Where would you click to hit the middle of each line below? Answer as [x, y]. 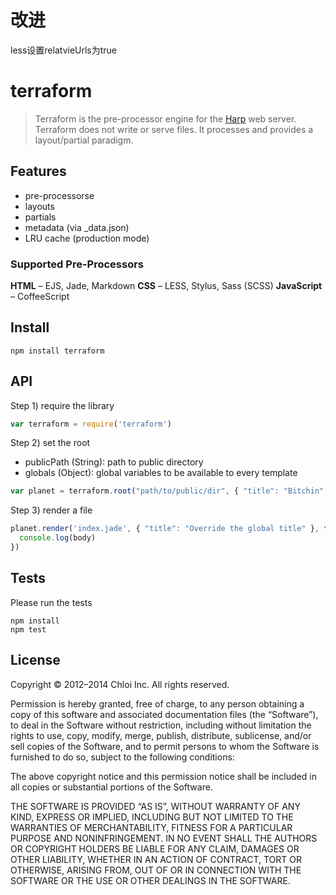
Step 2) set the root [50, 443]
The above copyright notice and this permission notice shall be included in [163, 776]
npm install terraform [57, 351]
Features [38, 171]
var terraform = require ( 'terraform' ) [91, 424]
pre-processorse [59, 195]
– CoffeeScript [40, 296]
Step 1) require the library [62, 405]
